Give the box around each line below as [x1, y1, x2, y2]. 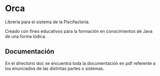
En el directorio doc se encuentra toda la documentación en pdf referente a [5, 60, 156, 66]
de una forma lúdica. [5, 33, 47, 39]
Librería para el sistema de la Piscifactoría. [5, 19, 90, 25]
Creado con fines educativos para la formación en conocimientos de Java [5, 28, 153, 34]
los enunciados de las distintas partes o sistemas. [5, 65, 104, 71]
